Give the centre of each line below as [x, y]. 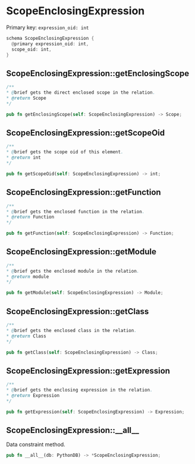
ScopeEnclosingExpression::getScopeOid [86, 133]
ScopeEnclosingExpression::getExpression [88, 370]
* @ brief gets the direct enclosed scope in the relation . [81, 93]
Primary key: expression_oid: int [48, 27]
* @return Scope [26, 98]
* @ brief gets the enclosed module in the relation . [73, 271]
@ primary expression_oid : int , [50, 44]
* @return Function [30, 217]
